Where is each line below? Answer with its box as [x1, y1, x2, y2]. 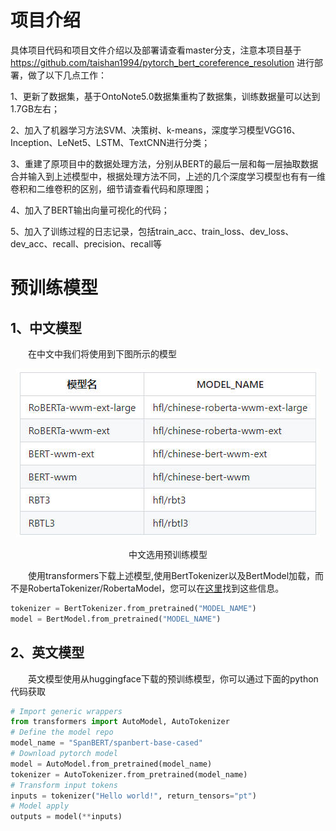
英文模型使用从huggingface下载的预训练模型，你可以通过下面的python [28, 672, 319, 685]
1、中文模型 [10, 319, 83, 336]
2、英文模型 [10, 644, 85, 661]
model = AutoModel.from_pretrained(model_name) [10, 759, 213, 769]
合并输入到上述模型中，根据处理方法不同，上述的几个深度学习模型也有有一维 [10, 170, 326, 182]
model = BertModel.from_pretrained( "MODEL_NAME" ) [10, 614, 222, 624]
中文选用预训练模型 [128, 548, 208, 560]
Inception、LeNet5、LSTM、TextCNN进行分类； [10, 136, 211, 148]
